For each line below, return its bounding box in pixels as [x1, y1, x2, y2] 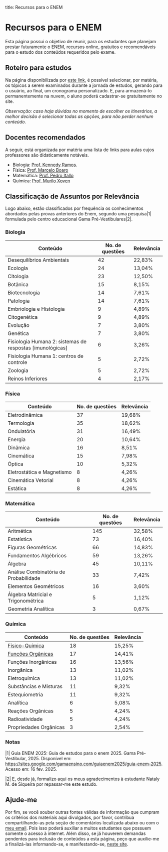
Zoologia [7, 367, 28, 374]
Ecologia [7, 265, 28, 272]
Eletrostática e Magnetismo [7, 468, 72, 475]
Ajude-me [5, 796, 37, 804]
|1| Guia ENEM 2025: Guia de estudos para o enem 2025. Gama [5, 750, 136, 756]
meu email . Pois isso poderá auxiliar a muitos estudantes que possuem [5, 825, 151, 831]
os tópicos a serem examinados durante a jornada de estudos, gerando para [5, 82, 162, 88]
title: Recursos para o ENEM [5, 5, 63, 10]
